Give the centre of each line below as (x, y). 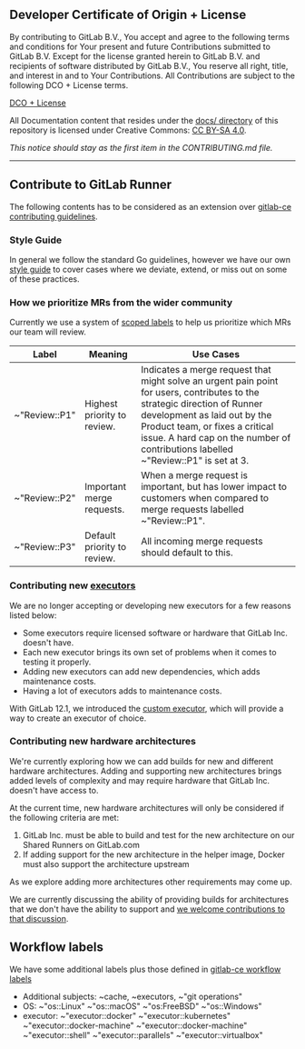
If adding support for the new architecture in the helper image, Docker (154, 854)
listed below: (33, 615)
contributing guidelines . (54, 216)
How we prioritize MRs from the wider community (121, 302)
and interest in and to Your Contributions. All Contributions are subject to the (152, 75)
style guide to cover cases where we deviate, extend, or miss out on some (148, 269)
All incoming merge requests (202, 542)
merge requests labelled (192, 510)
